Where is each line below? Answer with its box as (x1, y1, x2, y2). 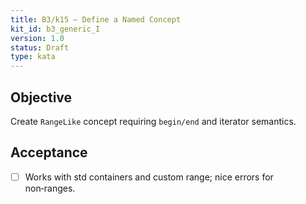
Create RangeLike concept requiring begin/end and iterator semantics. (10, 115, 297, 127)
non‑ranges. (24, 182, 76, 194)
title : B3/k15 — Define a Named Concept (10, 14, 182, 25)
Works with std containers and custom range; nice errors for (24, 171, 274, 183)
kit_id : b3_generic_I (10, 24, 101, 34)
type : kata (10, 52, 56, 62)
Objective (10, 89, 73, 106)
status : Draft (10, 42, 70, 53)
